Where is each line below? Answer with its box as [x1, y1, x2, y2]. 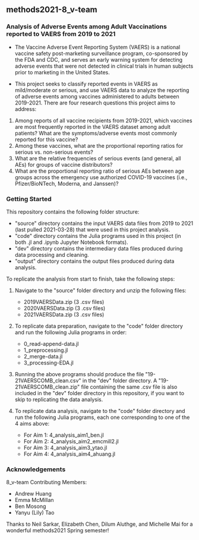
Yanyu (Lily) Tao [14, 509, 55, 516]
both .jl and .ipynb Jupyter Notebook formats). [14, 239, 129, 246]
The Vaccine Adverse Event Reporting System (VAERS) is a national [14, 43, 181, 50]
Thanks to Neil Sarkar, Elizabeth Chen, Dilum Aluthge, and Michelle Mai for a [6, 520, 193, 528]
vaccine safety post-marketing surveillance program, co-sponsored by [14, 50, 188, 57]
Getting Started [6, 195, 52, 203]
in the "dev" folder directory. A [82, 377, 157, 384]
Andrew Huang [14, 490, 52, 497]
